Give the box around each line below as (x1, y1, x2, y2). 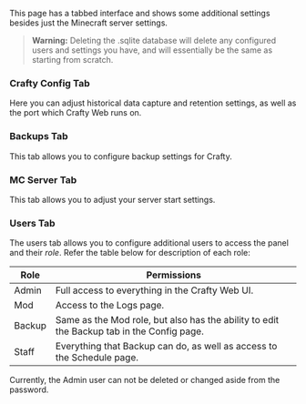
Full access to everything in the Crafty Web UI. (55, 284, 254, 297)
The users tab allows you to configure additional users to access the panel (9, 237, 290, 248)
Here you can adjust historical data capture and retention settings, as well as (9, 97, 297, 108)
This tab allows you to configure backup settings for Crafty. (9, 150, 232, 162)
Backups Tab (9, 130, 68, 143)
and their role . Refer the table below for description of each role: (9, 247, 250, 258)
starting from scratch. (31, 55, 114, 65)
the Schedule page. (55, 351, 139, 364)
